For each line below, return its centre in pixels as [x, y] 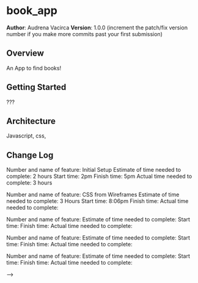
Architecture [31, 121]
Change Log [30, 155]
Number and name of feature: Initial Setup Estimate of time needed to [94, 170]
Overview [25, 53]
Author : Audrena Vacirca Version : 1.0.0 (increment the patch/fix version [97, 28]
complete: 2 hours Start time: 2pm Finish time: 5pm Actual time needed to [99, 176]
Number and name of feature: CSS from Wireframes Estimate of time [93, 195]
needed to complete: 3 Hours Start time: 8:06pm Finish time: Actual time [97, 201]
